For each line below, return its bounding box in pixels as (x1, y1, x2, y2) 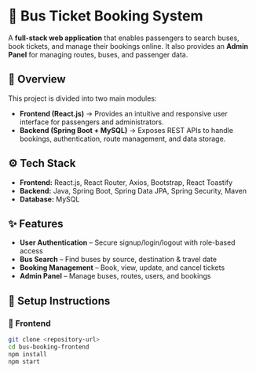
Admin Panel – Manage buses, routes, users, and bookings (19, 271, 211, 281)
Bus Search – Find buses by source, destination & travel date (19, 255, 218, 264)
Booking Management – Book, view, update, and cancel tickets (19, 263, 225, 272)
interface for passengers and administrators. (19, 117, 165, 127)
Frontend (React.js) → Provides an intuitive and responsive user (19, 109, 228, 118)
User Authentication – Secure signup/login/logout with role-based (19, 238, 236, 247)
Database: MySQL (19, 194, 80, 204)
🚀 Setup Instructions (8, 294, 111, 308)
